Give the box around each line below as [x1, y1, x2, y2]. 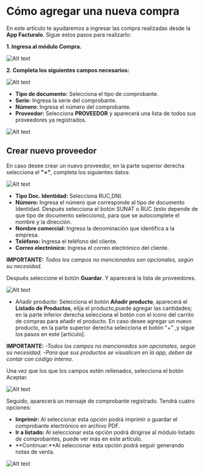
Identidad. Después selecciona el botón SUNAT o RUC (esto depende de [15, 205, 199, 212]
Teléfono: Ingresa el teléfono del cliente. [15, 237, 118, 245]
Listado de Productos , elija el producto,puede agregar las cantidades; [15, 304, 192, 312]
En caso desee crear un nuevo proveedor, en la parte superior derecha [6, 162, 185, 169]
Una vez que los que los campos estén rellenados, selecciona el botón [6, 367, 184, 374]
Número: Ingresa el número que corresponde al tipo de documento [15, 199, 185, 206]
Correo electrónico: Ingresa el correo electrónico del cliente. [15, 244, 169, 251]
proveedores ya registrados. [15, 116, 87, 123]
